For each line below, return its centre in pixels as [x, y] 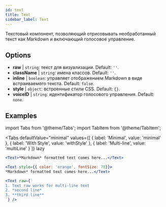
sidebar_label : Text [27, 19]
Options [18, 55]
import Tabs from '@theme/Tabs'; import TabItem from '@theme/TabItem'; [83, 128]
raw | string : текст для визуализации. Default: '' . [66, 67]
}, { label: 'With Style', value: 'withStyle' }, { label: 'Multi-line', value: [76, 143]
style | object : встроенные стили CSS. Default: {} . [66, 89]
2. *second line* [24, 190]
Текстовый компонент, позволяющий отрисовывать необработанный [81, 34]
